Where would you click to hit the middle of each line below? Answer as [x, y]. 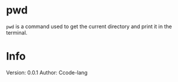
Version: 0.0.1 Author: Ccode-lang [47, 72]
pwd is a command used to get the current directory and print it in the [89, 26]
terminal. [17, 32]
